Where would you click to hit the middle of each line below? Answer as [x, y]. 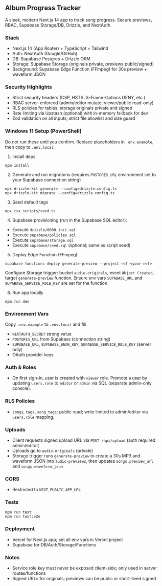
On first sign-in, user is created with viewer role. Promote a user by [80, 378]
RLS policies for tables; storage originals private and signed [72, 108]
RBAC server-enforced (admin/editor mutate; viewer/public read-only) [83, 103]
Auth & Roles [21, 367]
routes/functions [29, 573]
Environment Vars [27, 314]
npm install [17, 165]
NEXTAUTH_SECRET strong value [42, 334]
